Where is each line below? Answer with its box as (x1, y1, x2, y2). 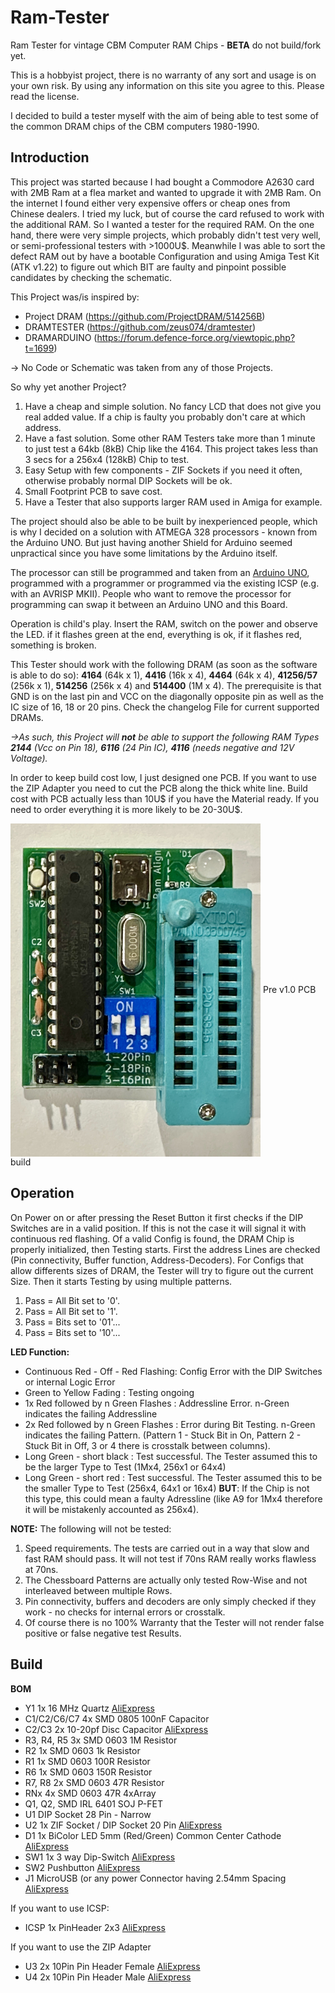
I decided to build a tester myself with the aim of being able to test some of (10, 109, 320, 121)
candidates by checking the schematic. (10, 271, 172, 283)
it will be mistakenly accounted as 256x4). (24, 1503, 200, 1515)
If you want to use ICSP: (10, 1902, 110, 1914)
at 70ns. (24, 1563, 59, 1575)
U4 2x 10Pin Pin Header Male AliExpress (24, 1971, 192, 1983)
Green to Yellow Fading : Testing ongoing (24, 1386, 195, 1398)
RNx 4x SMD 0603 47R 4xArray (24, 1787, 157, 1799)
